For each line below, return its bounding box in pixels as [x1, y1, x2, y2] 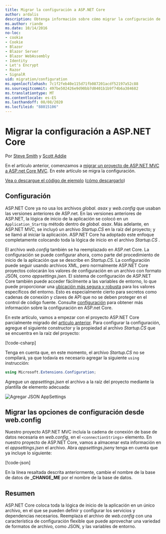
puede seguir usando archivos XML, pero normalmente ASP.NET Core [5, 262, 149, 268]
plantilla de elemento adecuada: [5, 384, 70, 390]
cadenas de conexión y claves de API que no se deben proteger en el [5, 294, 147, 300]
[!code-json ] [5, 460, 31, 466]
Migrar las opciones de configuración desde [5, 408, 145, 417]
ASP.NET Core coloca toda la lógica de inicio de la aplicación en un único [5, 502, 155, 508]
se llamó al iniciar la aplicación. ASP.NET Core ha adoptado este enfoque [5, 231, 155, 237]
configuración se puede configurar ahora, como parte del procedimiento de [5, 252, 160, 258]
